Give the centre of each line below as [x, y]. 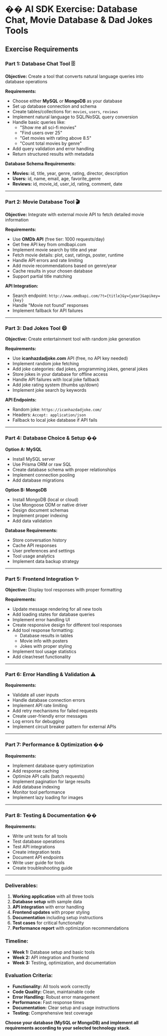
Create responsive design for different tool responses [67, 625]
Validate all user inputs [36, 695]
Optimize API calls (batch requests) [48, 776]
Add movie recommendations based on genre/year [64, 266]
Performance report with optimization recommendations [71, 928]
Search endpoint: [30, 296]
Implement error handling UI [41, 620]
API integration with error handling [48, 907]
